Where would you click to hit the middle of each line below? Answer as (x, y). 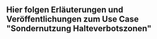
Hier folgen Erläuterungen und (65, 10)
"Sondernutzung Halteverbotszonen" (79, 28)
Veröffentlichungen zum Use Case (73, 19)
